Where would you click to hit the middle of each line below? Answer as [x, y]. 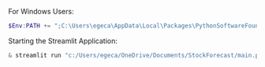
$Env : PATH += [30, 26]
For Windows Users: [41, 11]
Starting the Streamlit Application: [63, 41]
